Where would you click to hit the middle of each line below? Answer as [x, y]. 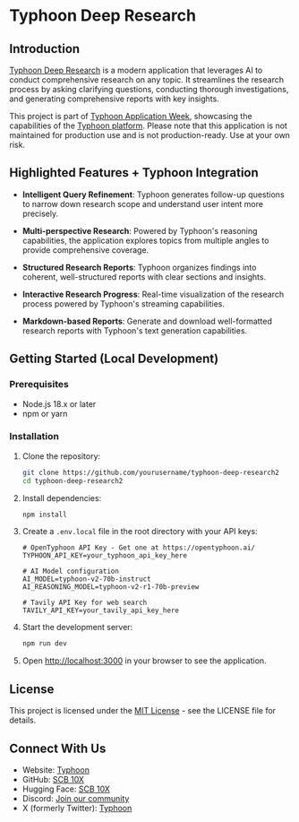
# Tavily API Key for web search [85, 603]
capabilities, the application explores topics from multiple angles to [145, 240]
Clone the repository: [61, 456]
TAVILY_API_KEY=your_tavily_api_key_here [100, 610]
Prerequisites [39, 385]
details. [23, 720]
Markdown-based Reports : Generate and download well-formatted [147, 321]
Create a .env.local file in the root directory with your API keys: [140, 532]
